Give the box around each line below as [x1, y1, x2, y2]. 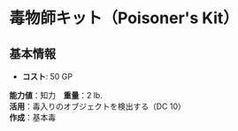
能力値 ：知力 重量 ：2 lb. [9, 90, 104, 100]
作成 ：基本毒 [9, 112, 56, 122]
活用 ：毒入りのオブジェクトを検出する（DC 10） [9, 101, 186, 112]
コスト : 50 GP [21, 72, 73, 81]
